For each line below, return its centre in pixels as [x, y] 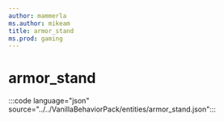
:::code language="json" [49, 101]
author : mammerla [38, 16]
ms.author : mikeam [39, 23]
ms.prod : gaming [36, 38]
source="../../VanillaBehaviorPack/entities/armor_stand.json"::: [112, 109]
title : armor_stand [41, 31]
